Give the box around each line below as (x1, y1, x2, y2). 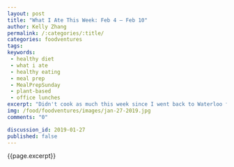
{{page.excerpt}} (7, 152, 56, 160)
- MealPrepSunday (10, 81, 61, 88)
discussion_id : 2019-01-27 (7, 126, 86, 133)
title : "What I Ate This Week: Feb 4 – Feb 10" (7, 17, 148, 24)
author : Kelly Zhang (7, 23, 68, 30)
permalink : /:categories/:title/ (7, 29, 104, 37)
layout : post (7, 10, 45, 17)
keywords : (7, 49, 36, 56)
